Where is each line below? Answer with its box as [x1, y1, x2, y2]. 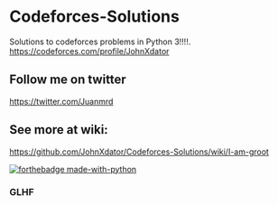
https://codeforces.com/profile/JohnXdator [9, 45, 170, 56]
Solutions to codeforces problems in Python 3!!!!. [9, 36, 191, 47]
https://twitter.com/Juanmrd [9, 96, 114, 107]
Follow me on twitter [9, 72, 126, 88]
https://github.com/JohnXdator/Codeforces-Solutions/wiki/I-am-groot [9, 146, 269, 157]
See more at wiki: [9, 122, 108, 137]
